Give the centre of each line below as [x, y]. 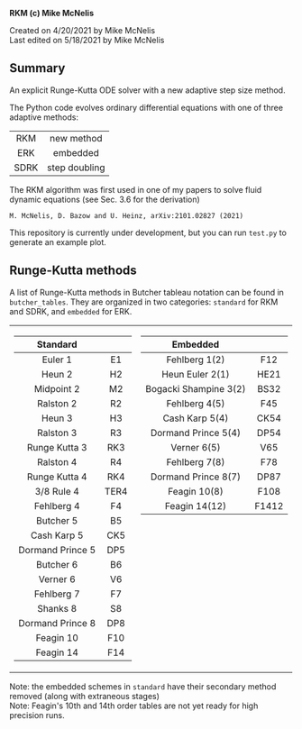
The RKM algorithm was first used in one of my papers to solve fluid [136, 189]
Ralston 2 [57, 403]
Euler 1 [57, 360]
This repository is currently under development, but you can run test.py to [148, 232]
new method [76, 138]
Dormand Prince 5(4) [196, 433]
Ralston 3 [57, 433]
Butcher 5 [57, 520]
